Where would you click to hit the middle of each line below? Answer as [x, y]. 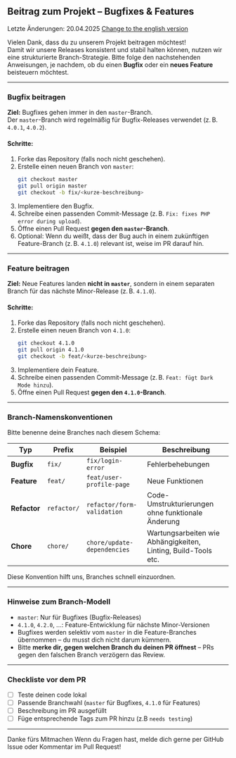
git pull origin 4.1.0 [51, 350]
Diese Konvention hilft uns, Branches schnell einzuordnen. [91, 577]
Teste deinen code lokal [52, 695]
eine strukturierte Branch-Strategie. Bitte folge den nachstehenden [104, 57]
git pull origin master [52, 186]
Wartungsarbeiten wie [183, 533]
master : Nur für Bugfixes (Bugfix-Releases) [79, 617]
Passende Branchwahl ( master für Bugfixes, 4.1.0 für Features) [109, 703]
